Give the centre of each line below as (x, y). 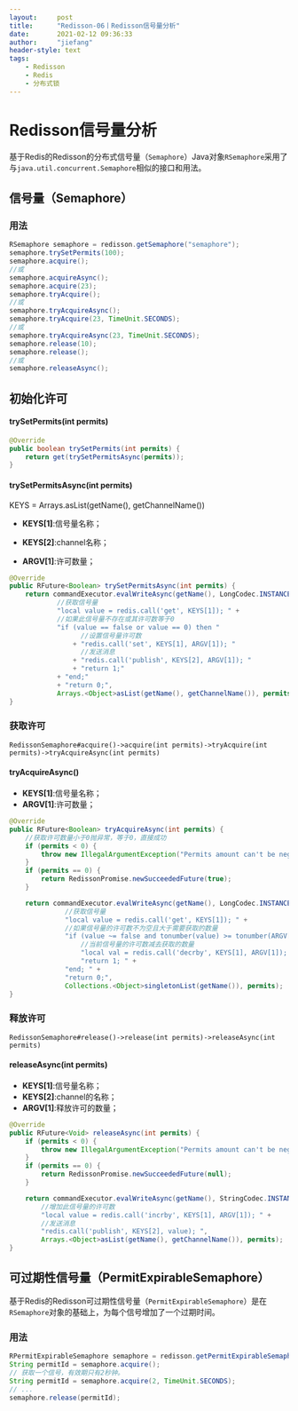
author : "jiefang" (51, 42)
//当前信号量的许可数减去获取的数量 (137, 945)
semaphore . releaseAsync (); (59, 369)
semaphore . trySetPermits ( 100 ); (67, 253)
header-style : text (45, 51)
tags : (19, 59)
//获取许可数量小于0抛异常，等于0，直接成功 (96, 837)
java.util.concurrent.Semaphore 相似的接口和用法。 (112, 167)
